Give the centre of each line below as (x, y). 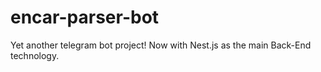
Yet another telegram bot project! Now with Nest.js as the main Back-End (161, 45)
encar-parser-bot (85, 17)
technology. (35, 55)
